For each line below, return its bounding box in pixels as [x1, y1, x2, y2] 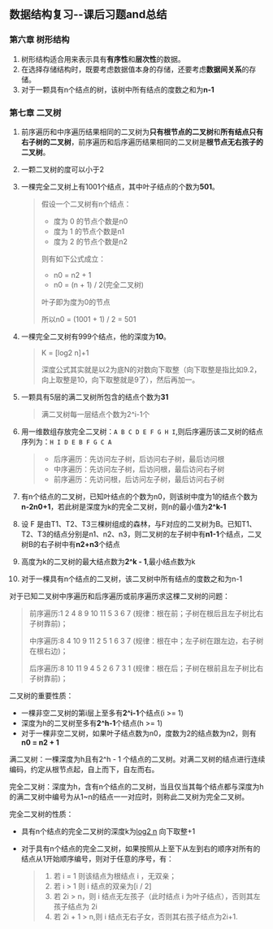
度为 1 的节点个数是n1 [53, 226, 125, 236]
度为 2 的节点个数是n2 [53, 237, 128, 246]
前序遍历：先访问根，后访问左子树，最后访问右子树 [53, 474, 225, 484]
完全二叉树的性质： [9, 809, 74, 818]
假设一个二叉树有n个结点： [41, 198, 132, 209]
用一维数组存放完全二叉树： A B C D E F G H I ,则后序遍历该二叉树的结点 [20, 426, 263, 436]
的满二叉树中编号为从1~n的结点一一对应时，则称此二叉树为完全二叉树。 [9, 792, 249, 801]
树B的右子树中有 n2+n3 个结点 [20, 539, 120, 549]
